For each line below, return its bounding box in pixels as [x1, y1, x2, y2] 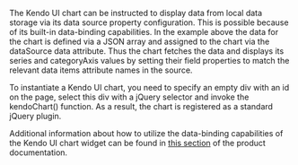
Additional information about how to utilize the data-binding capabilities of [9, 128, 284, 138]
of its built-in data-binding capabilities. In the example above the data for [9, 27, 279, 37]
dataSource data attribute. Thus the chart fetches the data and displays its [9, 46, 285, 56]
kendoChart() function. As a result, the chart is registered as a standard [9, 101, 274, 111]
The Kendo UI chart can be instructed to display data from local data [9, 8, 263, 18]
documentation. [9, 147, 68, 158]
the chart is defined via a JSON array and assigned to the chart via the [9, 36, 270, 47]
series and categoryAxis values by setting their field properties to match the [9, 56, 290, 65]
